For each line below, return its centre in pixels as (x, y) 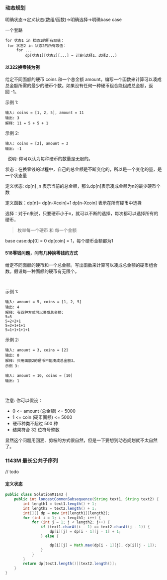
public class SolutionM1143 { (37, 495)
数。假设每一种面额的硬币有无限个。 (42, 271)
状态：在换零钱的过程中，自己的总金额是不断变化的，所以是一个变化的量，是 (83, 169)
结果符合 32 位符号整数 (36, 430)
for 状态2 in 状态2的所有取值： (37, 46)
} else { (49, 536)
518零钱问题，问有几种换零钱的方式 (42, 253)
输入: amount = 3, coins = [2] (37, 350)
